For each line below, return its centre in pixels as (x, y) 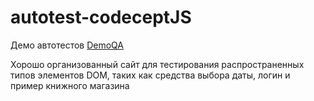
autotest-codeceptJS (101, 17)
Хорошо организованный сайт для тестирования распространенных (157, 64)
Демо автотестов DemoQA (67, 45)
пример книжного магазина (70, 85)
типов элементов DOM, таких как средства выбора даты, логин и (150, 75)
